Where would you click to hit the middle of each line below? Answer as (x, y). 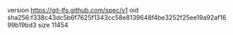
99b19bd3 (22, 25)
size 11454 (53, 25)
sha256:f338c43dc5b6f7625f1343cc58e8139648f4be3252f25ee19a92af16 (117, 17)
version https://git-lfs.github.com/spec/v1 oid (73, 10)
